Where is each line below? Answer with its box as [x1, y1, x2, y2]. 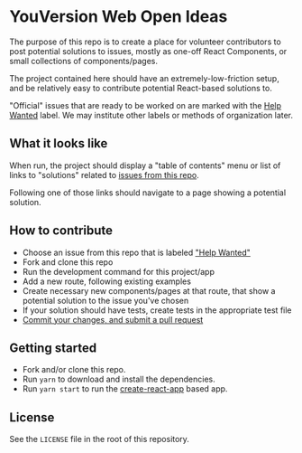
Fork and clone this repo [22, 256, 114, 268]
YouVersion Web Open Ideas [9, 6, 228, 27]
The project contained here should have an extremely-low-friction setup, [9, 72, 279, 83]
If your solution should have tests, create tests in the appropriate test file [22, 305, 292, 316]
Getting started [9, 340, 97, 355]
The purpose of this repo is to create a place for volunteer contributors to [9, 36, 281, 47]
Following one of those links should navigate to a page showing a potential [9, 187, 287, 198]
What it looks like [9, 136, 108, 151]
